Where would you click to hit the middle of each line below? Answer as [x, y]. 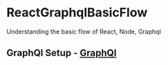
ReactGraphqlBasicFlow [77, 13]
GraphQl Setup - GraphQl [62, 53]
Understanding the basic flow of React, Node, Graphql [84, 31]
